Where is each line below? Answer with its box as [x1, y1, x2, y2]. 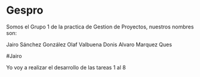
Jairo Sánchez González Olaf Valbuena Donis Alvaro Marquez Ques [6, 41, 172, 48]
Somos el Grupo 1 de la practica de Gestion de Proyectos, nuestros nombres [6, 23, 194, 30]
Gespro [6, 4, 44, 17]
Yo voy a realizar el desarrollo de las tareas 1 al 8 [6, 63, 127, 71]
